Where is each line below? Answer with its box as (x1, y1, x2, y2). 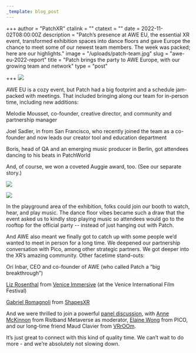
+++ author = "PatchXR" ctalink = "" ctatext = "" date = (6, 25, 140, 32)
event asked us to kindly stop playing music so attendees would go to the (6, 215, 184, 222)
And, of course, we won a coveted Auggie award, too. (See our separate (6, 163, 182, 170)
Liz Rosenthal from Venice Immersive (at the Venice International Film (6, 281, 175, 288)
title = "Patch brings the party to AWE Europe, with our (48, 56, 181, 63)
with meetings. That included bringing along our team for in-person (25, 92, 189, 99)
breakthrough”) (6, 269, 43, 276)
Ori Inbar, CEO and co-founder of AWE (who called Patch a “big (6, 263, 160, 270)
